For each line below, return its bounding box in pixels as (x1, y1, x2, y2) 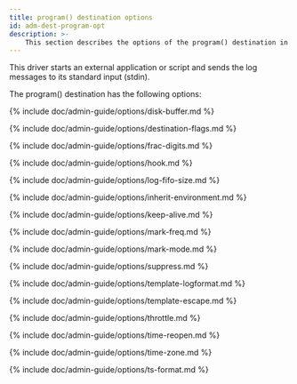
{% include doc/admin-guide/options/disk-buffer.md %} (9, 106, 215, 116)
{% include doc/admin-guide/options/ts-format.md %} (9, 364, 209, 375)
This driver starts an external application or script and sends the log (9, 62, 258, 73)
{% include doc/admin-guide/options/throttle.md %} (9, 313, 202, 324)
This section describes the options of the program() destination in (25, 37, 289, 47)
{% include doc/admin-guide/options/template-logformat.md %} (9, 278, 246, 289)
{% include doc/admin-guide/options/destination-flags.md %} (9, 124, 237, 134)
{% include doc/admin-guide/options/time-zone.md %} (9, 348, 213, 358)
